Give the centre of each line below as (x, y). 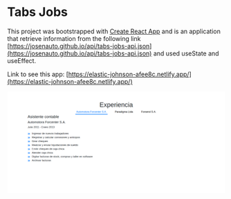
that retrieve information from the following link (74, 38)
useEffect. (22, 60)
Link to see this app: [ (38, 74)
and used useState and (186, 53)
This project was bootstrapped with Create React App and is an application (114, 31)
